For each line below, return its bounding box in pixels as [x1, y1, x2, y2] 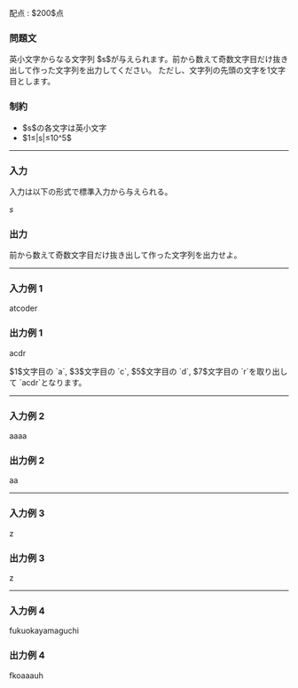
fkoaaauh [9, 669, 44, 681]
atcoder [9, 303, 38, 313]
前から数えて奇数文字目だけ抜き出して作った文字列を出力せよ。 [9, 249, 242, 260]
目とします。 [9, 76, 56, 87]
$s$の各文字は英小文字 [21, 123, 107, 133]
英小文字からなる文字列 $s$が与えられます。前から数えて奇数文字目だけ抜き [9, 54, 289, 65]
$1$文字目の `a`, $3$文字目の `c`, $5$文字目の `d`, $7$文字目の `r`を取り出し [9, 366, 288, 376]
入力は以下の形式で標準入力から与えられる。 [9, 186, 173, 197]
